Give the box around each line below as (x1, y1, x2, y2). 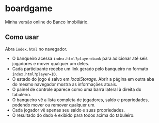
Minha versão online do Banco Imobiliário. (5, 19, 89, 25)
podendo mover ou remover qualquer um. (12, 102, 96, 107)
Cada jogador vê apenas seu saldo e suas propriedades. (12, 107, 125, 113)
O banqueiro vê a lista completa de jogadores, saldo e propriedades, (12, 97, 149, 103)
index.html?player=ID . (12, 71, 57, 77)
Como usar (5, 33, 39, 41)
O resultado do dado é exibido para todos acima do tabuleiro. (12, 112, 135, 118)
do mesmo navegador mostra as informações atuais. (12, 81, 118, 87)
